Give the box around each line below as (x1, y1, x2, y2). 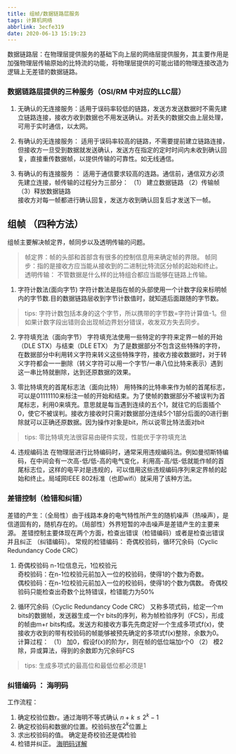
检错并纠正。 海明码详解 (17, 739, 88, 748)
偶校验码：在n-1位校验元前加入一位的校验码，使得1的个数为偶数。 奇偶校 (17, 578, 228, 587)
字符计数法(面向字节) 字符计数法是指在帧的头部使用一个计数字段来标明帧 (17, 285, 227, 294)
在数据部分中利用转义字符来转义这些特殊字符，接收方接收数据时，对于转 (17, 351, 227, 359)
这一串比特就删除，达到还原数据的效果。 (17, 368, 135, 377)
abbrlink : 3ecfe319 (7, 23, 65, 30)
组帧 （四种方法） (7, 218, 84, 230)
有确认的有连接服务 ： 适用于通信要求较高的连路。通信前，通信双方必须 (17, 169, 225, 178)
